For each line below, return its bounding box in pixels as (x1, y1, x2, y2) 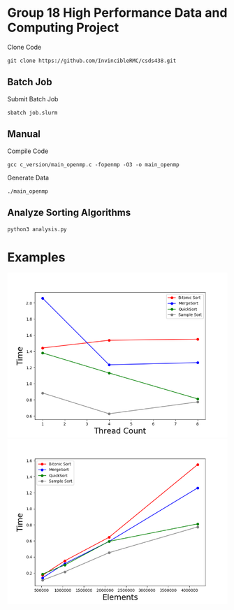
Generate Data (7, 173, 50, 182)
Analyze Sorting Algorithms (7, 206, 131, 218)
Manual (7, 128, 41, 140)
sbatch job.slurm (7, 109, 58, 116)
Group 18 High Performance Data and (7, 5, 228, 21)
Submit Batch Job (7, 94, 59, 103)
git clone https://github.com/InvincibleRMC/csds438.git (7, 57, 177, 64)
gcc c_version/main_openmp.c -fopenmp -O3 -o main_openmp (7, 161, 180, 168)
